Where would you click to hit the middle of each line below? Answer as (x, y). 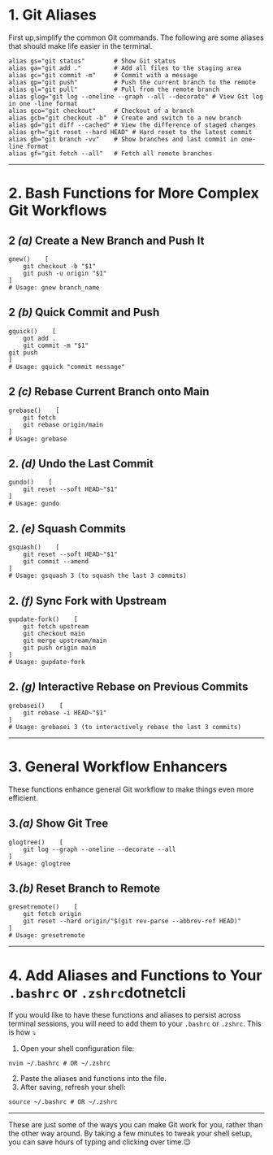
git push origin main (59, 648)
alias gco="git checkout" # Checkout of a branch (102, 111)
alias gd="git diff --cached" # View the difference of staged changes (132, 125)
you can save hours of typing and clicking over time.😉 (100, 1142)
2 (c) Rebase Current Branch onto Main (109, 392)
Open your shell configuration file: (77, 1049)
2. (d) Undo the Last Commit (81, 464)
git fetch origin (52, 914)
